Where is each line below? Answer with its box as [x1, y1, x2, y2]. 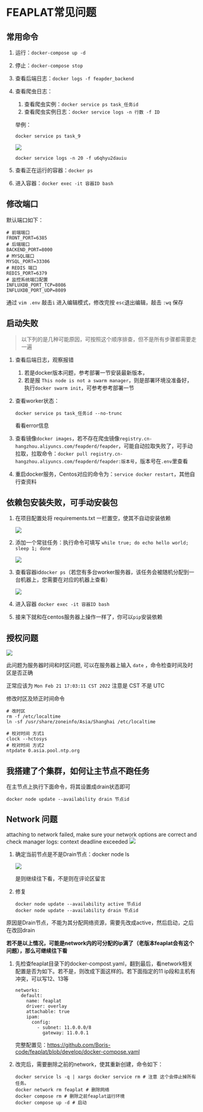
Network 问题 [6, 814, 58, 825]
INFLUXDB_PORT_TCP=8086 [6, 282, 67, 288]
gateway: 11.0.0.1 [42, 1029, 89, 1036]
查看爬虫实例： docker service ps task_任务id [24, 101, 139, 108]
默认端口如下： [6, 216, 44, 224]
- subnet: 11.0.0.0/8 [37, 1024, 92, 1031]
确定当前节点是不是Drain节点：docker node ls [15, 850, 130, 857]
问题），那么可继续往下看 [6, 947, 68, 954]
